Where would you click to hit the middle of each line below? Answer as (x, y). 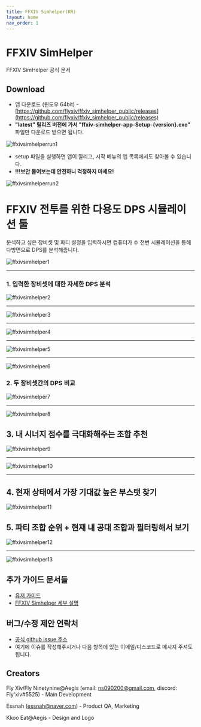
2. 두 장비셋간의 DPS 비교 (41, 383)
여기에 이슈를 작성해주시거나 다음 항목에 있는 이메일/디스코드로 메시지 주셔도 (104, 647)
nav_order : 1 (22, 23)
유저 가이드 (28, 595)
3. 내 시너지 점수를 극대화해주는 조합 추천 (77, 435)
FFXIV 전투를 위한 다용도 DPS (76, 210)
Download (25, 89)
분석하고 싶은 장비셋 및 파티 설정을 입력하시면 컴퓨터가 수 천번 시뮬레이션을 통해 (99, 242)
